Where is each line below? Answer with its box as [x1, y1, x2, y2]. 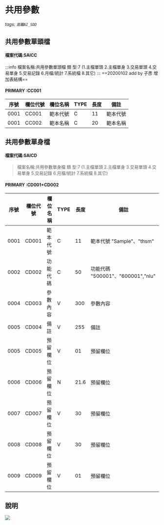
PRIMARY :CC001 [5, 88, 41, 93]
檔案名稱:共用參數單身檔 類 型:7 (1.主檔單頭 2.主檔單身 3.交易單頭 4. [17, 164, 152, 170]
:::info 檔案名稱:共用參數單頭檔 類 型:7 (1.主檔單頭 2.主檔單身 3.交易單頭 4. [5, 64, 153, 70]
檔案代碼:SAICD [5, 152, 38, 158]
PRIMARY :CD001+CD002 [5, 182, 59, 187]
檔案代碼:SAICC [5, 52, 38, 58]
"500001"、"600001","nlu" [90, 273, 156, 279]
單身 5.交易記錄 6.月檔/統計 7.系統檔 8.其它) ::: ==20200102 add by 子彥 [9, 70, 153, 76]
